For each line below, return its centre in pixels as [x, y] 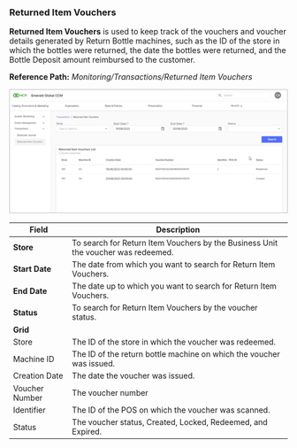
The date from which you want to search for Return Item [174, 264]
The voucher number [110, 393]
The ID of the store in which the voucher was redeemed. [174, 342]
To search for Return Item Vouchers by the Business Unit [175, 243]
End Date [30, 290]
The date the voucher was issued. [133, 376]
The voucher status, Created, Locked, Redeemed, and [170, 422]
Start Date [32, 269]
